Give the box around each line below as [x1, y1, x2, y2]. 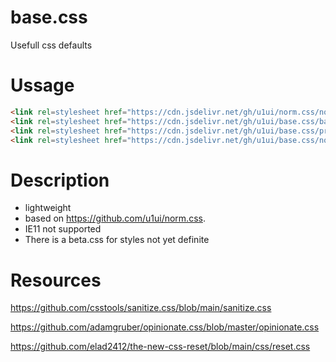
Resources [10, 269, 102, 291]
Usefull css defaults [10, 39, 93, 51]
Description [10, 169, 110, 191]
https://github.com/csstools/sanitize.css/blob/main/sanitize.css [10, 302, 272, 314]
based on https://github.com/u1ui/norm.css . [24, 212, 206, 225]
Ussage [10, 74, 75, 97]
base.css [10, 6, 88, 29]
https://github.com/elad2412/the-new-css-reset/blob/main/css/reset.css [10, 341, 311, 353]
